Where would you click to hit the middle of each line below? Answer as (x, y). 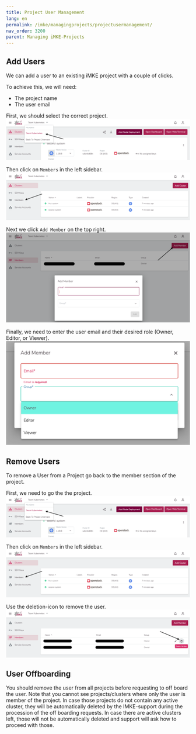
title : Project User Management (45, 12)
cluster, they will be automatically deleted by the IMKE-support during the (94, 707)
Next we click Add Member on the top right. (56, 230)
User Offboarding (38, 673)
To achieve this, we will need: (41, 87)
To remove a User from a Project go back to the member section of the (91, 475)
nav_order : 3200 (26, 31)
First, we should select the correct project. (57, 116)
